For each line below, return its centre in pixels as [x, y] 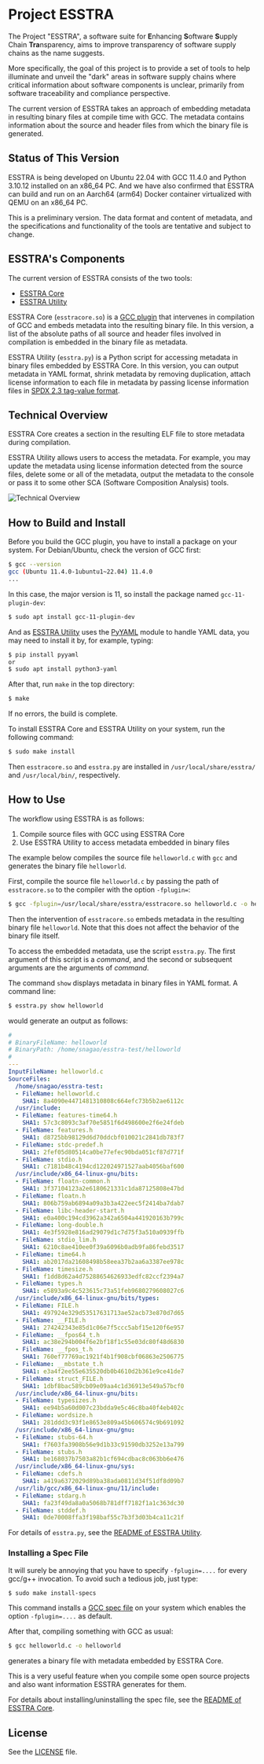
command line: [32, 991]
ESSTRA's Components [67, 259]
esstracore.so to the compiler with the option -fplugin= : [99, 889]
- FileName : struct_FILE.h [59, 1379]
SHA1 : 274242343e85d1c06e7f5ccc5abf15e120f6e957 [103, 1328]
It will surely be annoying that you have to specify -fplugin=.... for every [128, 1570]
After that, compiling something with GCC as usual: [91, 1631]
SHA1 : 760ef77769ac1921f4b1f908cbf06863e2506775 [103, 1357]
